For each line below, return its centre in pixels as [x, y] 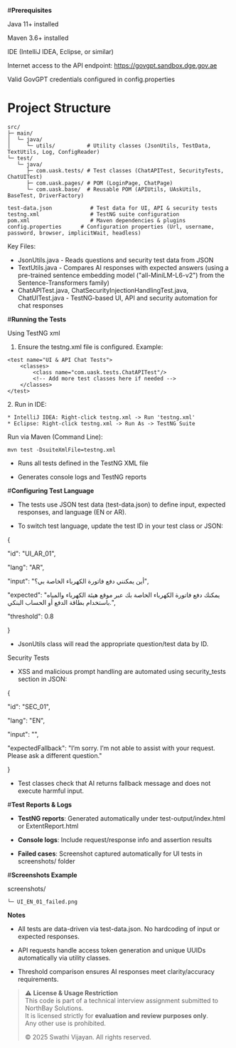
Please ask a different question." [55, 755]
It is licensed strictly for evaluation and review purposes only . [116, 1015]
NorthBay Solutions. [54, 1008]
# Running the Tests [37, 319]
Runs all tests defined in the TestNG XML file [83, 463]
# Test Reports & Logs [40, 804]
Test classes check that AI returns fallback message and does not [114, 783]
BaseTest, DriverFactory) [45, 195]
